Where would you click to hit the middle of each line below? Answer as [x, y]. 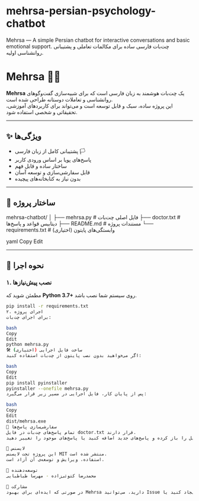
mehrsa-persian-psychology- [81, 11]
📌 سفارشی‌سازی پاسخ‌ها [32, 427]
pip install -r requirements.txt [47, 306]
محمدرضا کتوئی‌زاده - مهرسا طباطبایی [51, 476]
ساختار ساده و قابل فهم [41, 166]
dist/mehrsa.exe [26, 421]
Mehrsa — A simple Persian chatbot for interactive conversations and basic [98, 40]
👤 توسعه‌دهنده [22, 471]
